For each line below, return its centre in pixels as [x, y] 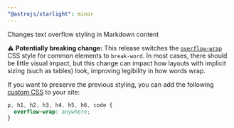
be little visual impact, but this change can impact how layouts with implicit [117, 63]
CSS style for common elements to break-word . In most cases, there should [117, 55]
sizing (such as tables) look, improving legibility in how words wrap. [107, 70]
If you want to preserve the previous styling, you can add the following [111, 84]
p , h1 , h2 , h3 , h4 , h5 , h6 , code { [60, 105]
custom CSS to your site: [44, 92]
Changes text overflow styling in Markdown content [83, 34]
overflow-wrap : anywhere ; [52, 112]
